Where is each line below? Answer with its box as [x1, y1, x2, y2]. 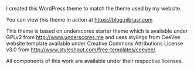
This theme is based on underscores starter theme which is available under [6, 27, 188, 34]
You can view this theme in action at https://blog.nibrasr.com [6, 16, 153, 23]
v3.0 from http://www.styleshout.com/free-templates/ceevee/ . [6, 46, 157, 53]
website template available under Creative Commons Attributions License [6, 40, 183, 47]
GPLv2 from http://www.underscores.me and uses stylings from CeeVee [6, 34, 181, 40]
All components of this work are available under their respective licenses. [6, 58, 183, 64]
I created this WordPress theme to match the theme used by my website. [6, 5, 182, 12]
